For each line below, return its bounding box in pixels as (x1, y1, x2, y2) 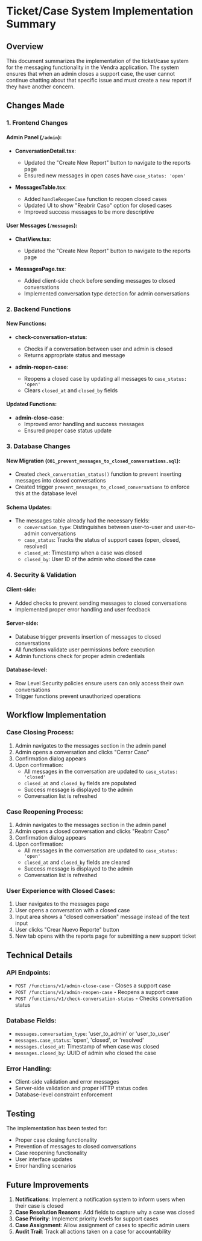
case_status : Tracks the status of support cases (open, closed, (24, 536, 181, 544)
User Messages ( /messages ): (6, 222, 78, 229)
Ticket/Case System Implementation (6, 4, 194, 18)
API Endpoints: (6, 968, 51, 976)
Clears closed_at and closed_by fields (24, 386, 118, 394)
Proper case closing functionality (14, 1136, 98, 1144)
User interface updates (14, 1156, 72, 1163)
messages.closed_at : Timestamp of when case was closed (14, 1043, 160, 1050)
